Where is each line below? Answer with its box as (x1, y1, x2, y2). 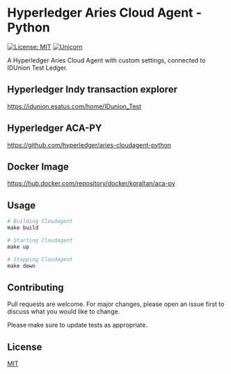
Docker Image (7, 161, 70, 172)
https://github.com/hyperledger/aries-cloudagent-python (7, 140, 172, 149)
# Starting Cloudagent (7, 236, 73, 244)
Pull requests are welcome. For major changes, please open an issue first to (7, 300, 225, 309)
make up (7, 243, 30, 250)
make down (7, 262, 36, 269)
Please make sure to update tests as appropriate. (7, 321, 148, 330)
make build (7, 225, 39, 231)
